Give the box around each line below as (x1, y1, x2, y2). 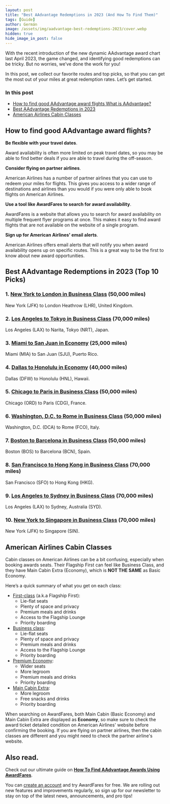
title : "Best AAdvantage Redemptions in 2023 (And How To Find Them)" (5, 12, 158, 17)
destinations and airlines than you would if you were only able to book (5, 186, 152, 192)
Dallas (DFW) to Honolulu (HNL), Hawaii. (5, 375, 90, 381)
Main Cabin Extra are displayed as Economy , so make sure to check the (5, 717, 156, 723)
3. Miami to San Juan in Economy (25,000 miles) (5, 339, 127, 347)
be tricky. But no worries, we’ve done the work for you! (5, 61, 121, 67)
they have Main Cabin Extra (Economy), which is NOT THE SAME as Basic (5, 567, 161, 573)
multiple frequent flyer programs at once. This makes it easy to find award (5, 216, 161, 222)
